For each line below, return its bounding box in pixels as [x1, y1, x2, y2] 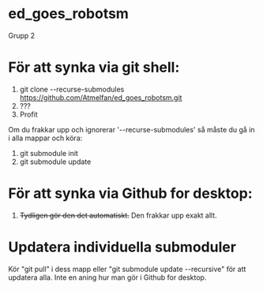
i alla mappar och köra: [8, 133, 83, 143]
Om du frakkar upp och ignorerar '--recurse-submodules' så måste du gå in [8, 125, 255, 134]
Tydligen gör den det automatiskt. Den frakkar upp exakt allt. [19, 210, 217, 220]
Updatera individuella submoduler [8, 238, 237, 256]
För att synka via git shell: [8, 58, 180, 76]
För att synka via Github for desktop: [8, 184, 253, 203]
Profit [19, 110, 38, 119]
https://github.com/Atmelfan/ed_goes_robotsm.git [19, 92, 182, 102]
